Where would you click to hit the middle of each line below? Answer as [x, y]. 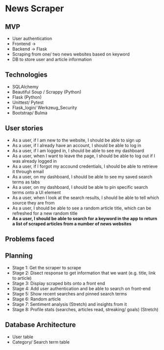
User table [23, 337]
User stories [24, 128]
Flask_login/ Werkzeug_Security [45, 107]
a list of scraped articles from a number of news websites [72, 224]
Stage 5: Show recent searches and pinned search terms [70, 293]
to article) [22, 278]
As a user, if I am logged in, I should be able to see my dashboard [78, 150]
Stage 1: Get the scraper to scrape [47, 267]
